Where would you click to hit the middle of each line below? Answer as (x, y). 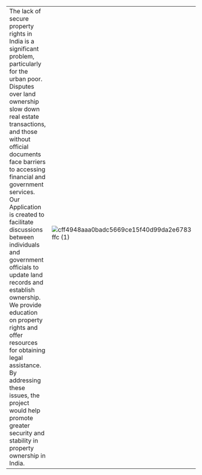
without (20, 139)
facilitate (22, 222)
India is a (22, 41)
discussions (26, 230)
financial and (28, 177)
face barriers (28, 162)
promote (21, 418)
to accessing (27, 169)
